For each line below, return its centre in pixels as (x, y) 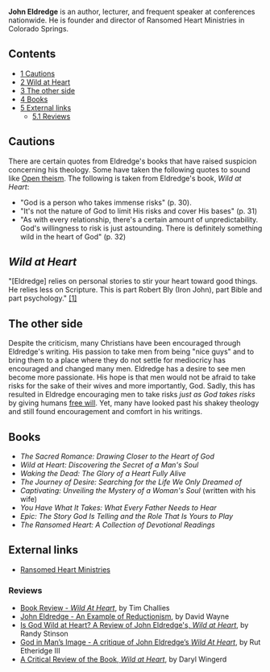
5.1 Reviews (51, 116)
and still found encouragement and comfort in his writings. (106, 412)
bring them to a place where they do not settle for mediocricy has (117, 360)
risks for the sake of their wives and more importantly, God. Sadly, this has (132, 386)
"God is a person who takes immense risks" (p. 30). (106, 202)
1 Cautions (37, 73)
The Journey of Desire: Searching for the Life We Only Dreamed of (131, 482)
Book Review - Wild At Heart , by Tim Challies (95, 608)
